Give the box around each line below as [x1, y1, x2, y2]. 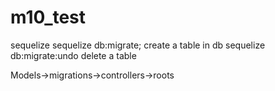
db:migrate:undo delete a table [10, 49, 137, 61]
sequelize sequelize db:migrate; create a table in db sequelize [10, 39, 266, 51]
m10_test [10, 6, 87, 29]
